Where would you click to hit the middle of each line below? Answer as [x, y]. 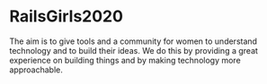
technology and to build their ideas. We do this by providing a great [134, 50]
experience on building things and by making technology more [125, 60]
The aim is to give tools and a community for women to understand [133, 41]
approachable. [36, 70]
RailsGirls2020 [67, 17]
